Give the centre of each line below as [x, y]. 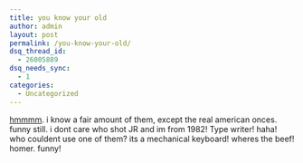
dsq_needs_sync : [40, 69]
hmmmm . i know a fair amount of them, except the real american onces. [143, 120]
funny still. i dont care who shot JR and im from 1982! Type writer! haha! [143, 129]
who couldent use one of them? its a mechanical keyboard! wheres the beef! [152, 139]
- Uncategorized [48, 93]
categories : [32, 85]
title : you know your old [58, 18]
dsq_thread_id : [38, 52]
